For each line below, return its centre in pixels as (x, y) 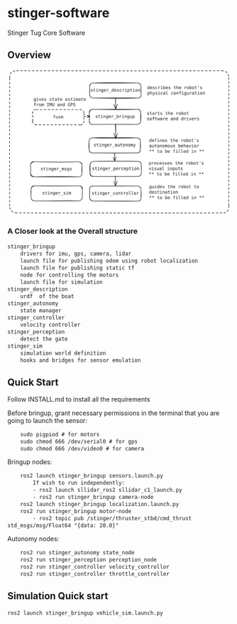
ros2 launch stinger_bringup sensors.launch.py (92, 476)
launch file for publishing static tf (77, 268)
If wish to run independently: (79, 483)
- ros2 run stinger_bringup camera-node (93, 497)
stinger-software (59, 13)
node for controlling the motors (70, 275)
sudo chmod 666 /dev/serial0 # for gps (79, 442)
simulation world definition (63, 353)
